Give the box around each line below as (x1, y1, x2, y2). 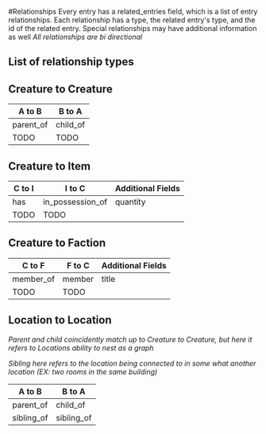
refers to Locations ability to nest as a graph (8, 342, 154, 353)
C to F (21, 260, 45, 271)
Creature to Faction (8, 237, 106, 250)
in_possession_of (42, 197, 108, 208)
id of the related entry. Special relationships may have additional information (8, 24, 257, 33)
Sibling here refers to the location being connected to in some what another (8, 358, 256, 368)
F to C (66, 260, 90, 271)
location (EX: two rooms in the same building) (8, 366, 158, 377)
